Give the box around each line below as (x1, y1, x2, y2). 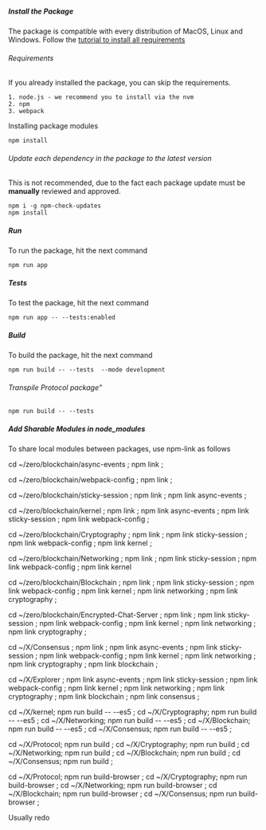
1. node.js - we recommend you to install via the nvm (8, 93, 194, 101)
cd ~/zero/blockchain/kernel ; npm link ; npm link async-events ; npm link (8, 506, 249, 516)
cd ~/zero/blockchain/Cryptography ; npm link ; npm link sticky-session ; (8, 530, 248, 540)
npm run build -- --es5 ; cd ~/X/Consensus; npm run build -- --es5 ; (8, 724, 233, 734)
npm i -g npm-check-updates (8, 202, 102, 210)
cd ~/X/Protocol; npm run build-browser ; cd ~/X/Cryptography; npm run (8, 772, 248, 781)
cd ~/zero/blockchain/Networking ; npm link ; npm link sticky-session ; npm (8, 554, 257, 564)
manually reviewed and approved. (8, 187, 121, 196)
